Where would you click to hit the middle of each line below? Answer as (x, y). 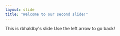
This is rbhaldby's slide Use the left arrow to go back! (60, 28)
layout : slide (20, 10)
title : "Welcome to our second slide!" (47, 14)
